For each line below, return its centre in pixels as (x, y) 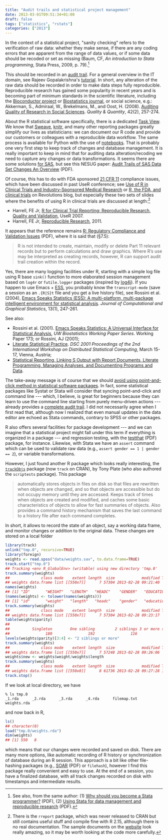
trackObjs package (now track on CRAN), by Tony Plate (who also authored (83, 469)
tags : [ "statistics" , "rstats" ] (39, 24)
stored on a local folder (29, 536)
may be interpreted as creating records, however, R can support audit (89, 257)
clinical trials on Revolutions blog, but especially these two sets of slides (79, 195)
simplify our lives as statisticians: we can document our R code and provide (83, 132)
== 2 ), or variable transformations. (40, 454)
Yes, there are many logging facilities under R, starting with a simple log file (83, 272)
